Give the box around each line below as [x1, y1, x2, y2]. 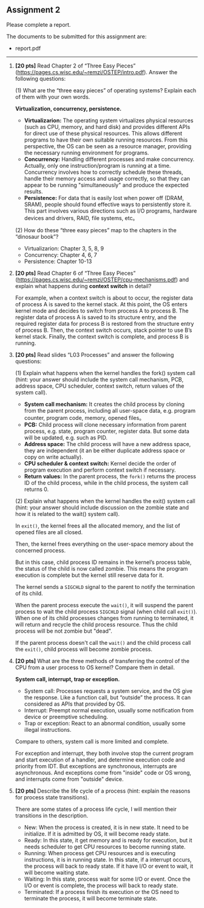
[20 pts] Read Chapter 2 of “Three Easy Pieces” [15, 62, 136, 69]
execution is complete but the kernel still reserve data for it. [15, 571, 164, 579]
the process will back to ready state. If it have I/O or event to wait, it [24, 862, 193, 870]
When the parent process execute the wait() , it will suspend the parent [15, 601, 194, 608]
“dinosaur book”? [15, 233, 59, 240]
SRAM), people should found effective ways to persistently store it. [24, 201, 192, 208]
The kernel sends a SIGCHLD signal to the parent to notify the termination [15, 583, 195, 590]
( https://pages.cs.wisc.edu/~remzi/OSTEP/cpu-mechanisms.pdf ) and [15, 276, 189, 283]
